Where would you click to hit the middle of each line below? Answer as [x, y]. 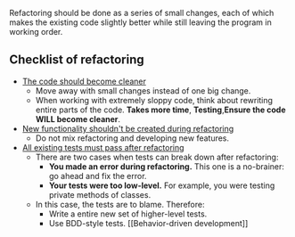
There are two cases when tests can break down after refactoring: [157, 157]
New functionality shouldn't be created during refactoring [128, 128]
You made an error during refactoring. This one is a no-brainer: [167, 166]
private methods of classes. [100, 194]
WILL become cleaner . [78, 118]
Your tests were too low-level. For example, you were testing [162, 185]
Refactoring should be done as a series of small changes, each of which [142, 13]
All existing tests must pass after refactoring [103, 147]
